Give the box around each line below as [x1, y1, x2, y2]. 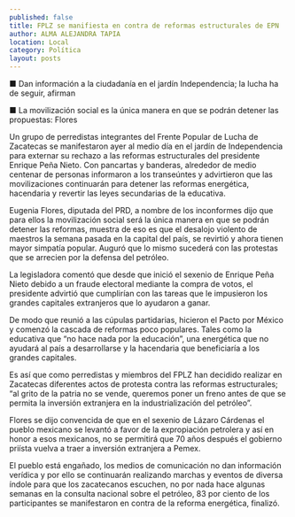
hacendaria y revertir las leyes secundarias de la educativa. [9, 188, 226, 198]
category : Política [9, 46, 82, 55]
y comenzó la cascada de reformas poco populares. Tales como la [9, 324, 252, 335]
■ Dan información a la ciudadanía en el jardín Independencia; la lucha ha [9, 79, 279, 89]
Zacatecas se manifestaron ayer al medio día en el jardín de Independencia [9, 141, 283, 151]
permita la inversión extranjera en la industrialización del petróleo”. [9, 397, 252, 408]
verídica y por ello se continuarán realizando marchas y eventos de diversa [9, 470, 283, 480]
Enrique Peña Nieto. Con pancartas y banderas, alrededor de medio [9, 160, 257, 170]
